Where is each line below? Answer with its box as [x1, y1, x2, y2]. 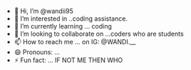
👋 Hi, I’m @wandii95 [14, 7, 73, 15]
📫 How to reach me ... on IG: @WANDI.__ [14, 38, 136, 46]
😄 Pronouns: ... [14, 48, 61, 56]
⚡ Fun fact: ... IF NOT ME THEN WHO [14, 56, 123, 64]
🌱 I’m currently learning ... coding [14, 22, 113, 30]
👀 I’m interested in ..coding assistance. [14, 14, 128, 23]
